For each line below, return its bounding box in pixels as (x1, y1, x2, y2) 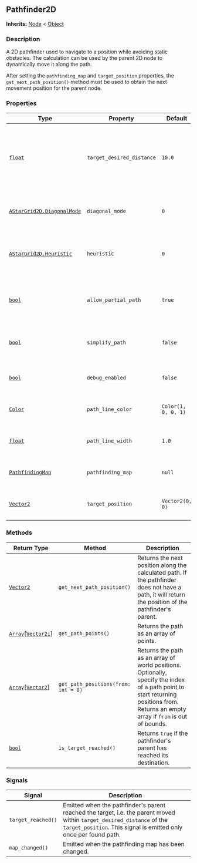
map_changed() (9, 845, 49, 851)
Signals (6, 776, 28, 784)
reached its (137, 751, 168, 759)
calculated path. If (137, 568, 187, 577)
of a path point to (137, 683, 185, 691)
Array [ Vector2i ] (9, 629, 53, 638)
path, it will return (137, 590, 186, 598)
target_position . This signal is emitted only (62, 823, 183, 831)
